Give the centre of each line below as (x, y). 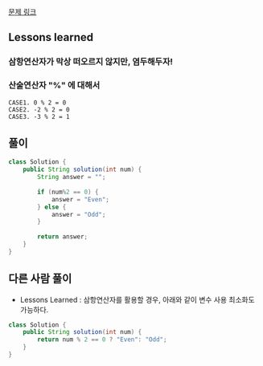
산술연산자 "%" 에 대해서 (54, 85)
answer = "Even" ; (80, 199)
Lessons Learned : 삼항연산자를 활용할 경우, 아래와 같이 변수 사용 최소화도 (137, 299)
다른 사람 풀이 (40, 279)
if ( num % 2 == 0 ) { (68, 192)
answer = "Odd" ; (78, 214)
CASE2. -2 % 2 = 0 (39, 110)
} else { (52, 207)
